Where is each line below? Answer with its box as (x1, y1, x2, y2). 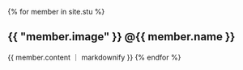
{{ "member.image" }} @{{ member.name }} (7, 30, 236, 43)
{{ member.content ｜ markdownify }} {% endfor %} (7, 52, 181, 62)
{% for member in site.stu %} (7, 7, 105, 16)
